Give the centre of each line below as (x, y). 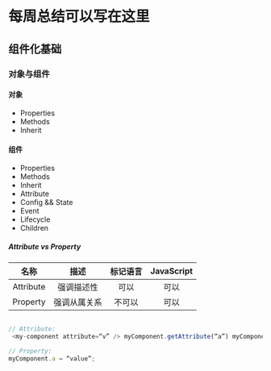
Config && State (46, 202)
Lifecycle (35, 219)
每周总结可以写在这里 (79, 17)
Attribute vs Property (45, 246)
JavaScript (172, 271)
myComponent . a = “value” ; (52, 358)
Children (34, 227)
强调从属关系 (78, 302)
